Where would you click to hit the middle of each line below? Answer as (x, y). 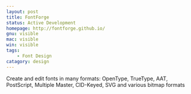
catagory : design (28, 61)
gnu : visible (22, 34)
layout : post (22, 12)
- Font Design (34, 56)
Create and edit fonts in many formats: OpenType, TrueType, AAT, (87, 79)
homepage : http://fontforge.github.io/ (56, 28)
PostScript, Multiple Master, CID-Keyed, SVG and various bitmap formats (95, 84)
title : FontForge (28, 17)
